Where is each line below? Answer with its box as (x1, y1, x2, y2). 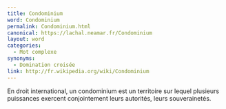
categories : (7, 42, 41, 49)
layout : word (7, 36, 45, 43)
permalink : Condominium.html (7, 23, 91, 30)
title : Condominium (7, 10, 63, 17)
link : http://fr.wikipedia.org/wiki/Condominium (7, 68, 150, 75)
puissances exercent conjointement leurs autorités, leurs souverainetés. (7, 94, 212, 102)
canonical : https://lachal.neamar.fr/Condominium (7, 29, 153, 37)
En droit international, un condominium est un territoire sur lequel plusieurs (7, 87, 219, 95)
